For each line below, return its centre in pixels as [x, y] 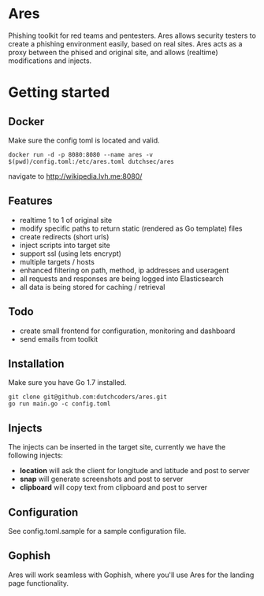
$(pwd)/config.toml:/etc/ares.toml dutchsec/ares [91, 161]
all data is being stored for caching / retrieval [92, 287]
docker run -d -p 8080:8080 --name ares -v [81, 154]
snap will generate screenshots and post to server [101, 479]
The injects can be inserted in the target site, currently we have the [117, 447]
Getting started [59, 93]
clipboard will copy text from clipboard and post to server [113, 487]
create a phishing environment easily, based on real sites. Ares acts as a [125, 43]
